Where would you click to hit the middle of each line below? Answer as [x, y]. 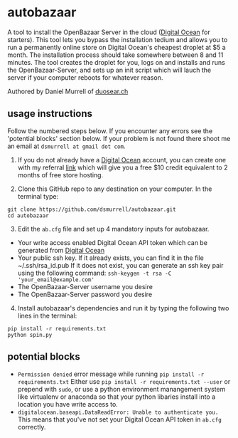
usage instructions [50, 114]
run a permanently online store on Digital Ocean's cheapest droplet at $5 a [117, 47]
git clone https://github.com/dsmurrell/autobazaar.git [92, 209]
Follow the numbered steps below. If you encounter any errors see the [110, 131]
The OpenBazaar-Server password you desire [85, 294]
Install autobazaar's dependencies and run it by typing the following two [123, 308]
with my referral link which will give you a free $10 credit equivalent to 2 [123, 167]
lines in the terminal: [47, 316]
